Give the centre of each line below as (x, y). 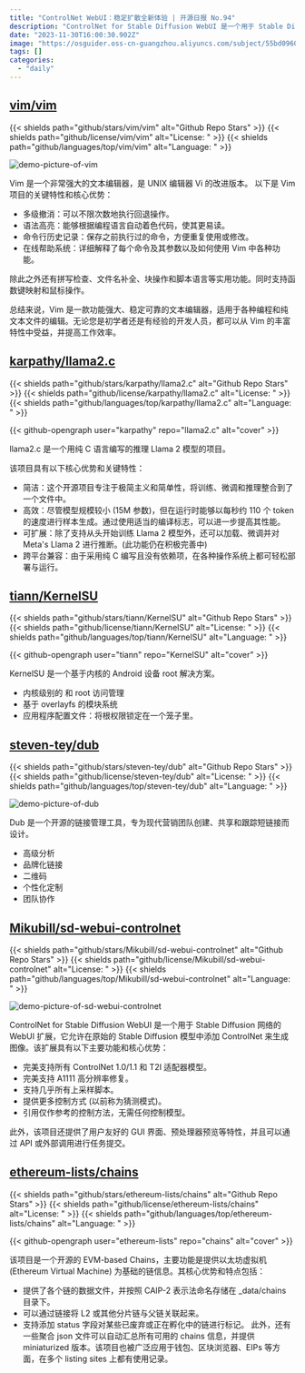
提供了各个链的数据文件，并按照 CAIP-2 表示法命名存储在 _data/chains (154, 1290)
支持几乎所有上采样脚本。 (70, 1089)
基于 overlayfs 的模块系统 (70, 704)
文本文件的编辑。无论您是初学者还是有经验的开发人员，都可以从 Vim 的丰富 (150, 320)
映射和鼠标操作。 (57, 290)
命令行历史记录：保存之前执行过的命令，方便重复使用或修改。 (138, 237)
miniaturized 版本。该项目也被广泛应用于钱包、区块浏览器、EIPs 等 (148, 1347)
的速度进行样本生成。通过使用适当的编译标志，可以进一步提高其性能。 (154, 521)
